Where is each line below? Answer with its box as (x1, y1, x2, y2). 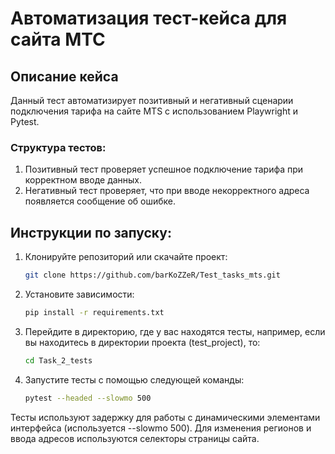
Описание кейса (10, 68, 119, 85)
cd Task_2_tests (24, 355, 93, 366)
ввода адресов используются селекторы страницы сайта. (10, 432, 260, 444)
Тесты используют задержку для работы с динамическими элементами (10, 411, 321, 423)
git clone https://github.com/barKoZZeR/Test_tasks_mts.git (24, 270, 281, 281)
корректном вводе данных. (24, 174, 143, 186)
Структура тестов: (10, 140, 107, 154)
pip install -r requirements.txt (24, 307, 165, 317)
